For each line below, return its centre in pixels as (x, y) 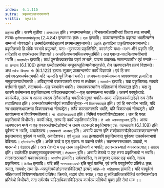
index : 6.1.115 (21, 9)
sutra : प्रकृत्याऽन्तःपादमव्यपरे (27, 14)
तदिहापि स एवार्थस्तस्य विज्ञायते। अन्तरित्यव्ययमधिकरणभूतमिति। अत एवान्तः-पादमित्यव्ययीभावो (76, 54)
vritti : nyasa (20, 18)
